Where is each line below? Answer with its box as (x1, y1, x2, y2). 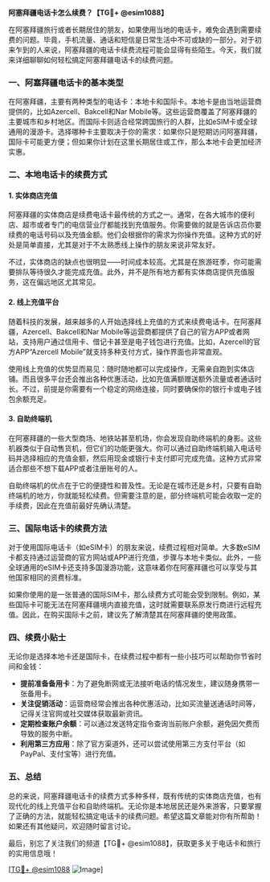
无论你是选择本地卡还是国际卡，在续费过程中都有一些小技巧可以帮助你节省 (8, 651, 255, 662)
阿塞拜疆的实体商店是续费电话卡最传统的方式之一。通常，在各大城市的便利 (8, 210, 255, 219)
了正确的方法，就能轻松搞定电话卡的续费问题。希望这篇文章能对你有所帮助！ (8, 811, 262, 821)
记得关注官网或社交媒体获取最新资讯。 (19, 709, 147, 719)
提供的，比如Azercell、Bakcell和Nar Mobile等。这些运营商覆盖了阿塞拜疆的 (8, 107, 257, 117)
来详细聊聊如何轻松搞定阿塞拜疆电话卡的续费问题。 (8, 55, 178, 64)
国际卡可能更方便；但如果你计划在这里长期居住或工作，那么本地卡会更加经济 (8, 137, 262, 147)
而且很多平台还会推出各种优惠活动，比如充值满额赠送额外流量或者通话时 (22, 374, 262, 384)
